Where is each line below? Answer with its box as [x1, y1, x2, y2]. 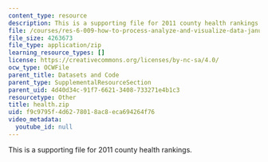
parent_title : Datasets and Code [8, 71, 120, 79]
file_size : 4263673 [8, 34, 73, 42]
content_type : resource [8, 11, 88, 20]
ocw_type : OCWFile [8, 64, 69, 72]
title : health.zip [8, 101, 69, 109]
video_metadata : [8, 116, 62, 124]
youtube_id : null [15, 123, 73, 131]
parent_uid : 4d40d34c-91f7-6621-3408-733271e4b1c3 [8, 85, 180, 94]
